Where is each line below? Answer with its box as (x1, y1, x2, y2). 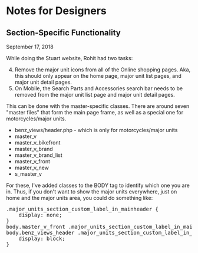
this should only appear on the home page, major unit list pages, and (14, 73, 181, 79)
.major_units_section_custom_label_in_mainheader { (6, 206, 159, 212)
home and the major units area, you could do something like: (6, 195, 153, 201)
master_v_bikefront (14, 139, 61, 146)
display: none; (18, 212, 62, 218)
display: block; (18, 235, 66, 242)
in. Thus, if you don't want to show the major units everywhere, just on (6, 188, 177, 195)
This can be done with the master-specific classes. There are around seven (6, 103, 190, 110)
